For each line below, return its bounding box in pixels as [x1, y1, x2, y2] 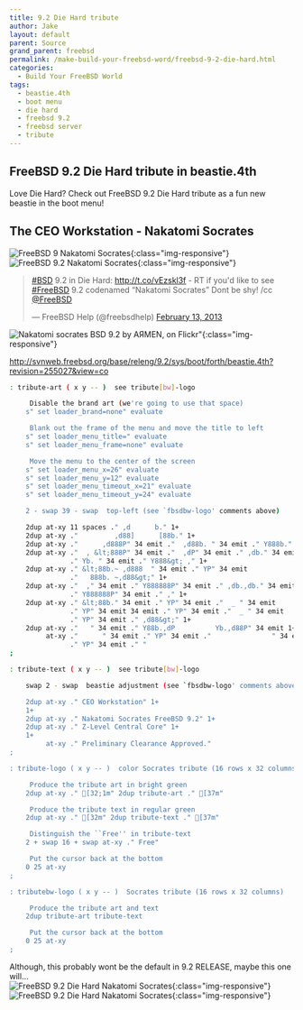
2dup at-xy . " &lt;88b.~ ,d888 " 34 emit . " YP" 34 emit [25, 565, 248, 574]
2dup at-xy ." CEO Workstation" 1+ [25, 697, 160, 706]
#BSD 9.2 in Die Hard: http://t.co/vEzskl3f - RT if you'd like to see [31, 274, 275, 285]
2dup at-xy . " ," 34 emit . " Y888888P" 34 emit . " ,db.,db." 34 [25, 582, 277, 591]
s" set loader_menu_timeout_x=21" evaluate [25, 482, 192, 491]
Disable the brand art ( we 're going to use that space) [29, 399, 244, 409]
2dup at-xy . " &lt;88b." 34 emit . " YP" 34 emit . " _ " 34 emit [25, 598, 277, 607]
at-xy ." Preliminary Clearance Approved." [45, 739, 212, 748]
